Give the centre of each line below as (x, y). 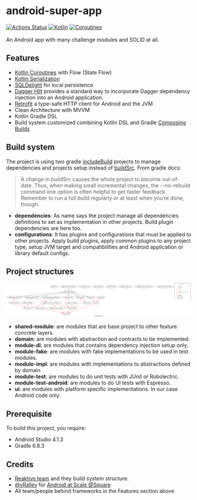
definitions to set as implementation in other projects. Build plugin (94, 221)
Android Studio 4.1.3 (39, 439)
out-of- (171, 179)
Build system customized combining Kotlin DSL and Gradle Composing (100, 122)
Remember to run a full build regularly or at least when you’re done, (102, 198)
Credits (20, 464)
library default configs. (42, 253)
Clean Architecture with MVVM (52, 110)
